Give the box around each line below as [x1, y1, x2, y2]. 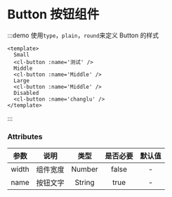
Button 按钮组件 [7, 6, 100, 23]
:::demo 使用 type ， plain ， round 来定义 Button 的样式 [7, 31, 159, 39]
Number [71, 165, 98, 174]
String [74, 177, 95, 187]
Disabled [13, 89, 39, 96]
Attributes [7, 132, 43, 141]
